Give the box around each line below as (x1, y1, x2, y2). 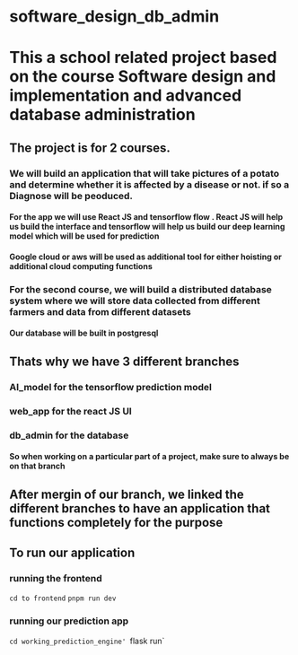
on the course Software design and (9, 66, 276, 87)
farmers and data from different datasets (9, 305, 191, 318)
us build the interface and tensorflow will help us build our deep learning (9, 222, 285, 232)
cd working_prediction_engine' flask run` (9, 635, 165, 646)
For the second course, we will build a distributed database (9, 283, 272, 295)
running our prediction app (9, 615, 129, 627)
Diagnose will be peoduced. (9, 189, 133, 202)
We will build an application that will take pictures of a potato (9, 167, 280, 179)
